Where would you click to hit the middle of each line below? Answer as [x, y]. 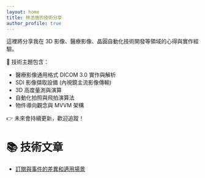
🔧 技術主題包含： [28, 62]
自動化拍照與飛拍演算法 [45, 98]
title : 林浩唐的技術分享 [34, 18]
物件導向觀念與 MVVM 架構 [50, 105]
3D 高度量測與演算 [39, 90]
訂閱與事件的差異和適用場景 [50, 169]
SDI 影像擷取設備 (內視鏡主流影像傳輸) [63, 82]
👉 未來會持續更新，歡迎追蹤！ [45, 118]
